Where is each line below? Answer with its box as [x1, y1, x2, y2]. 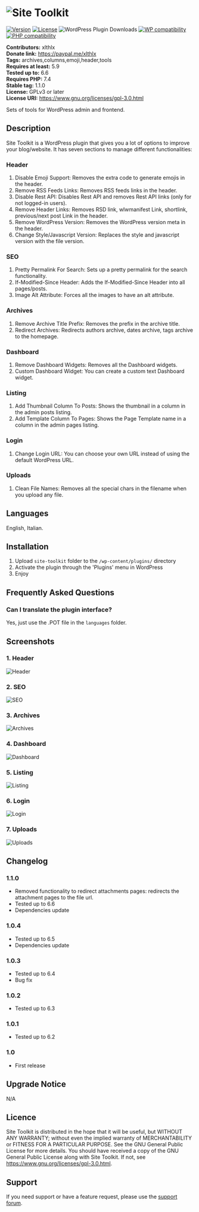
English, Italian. [6, 524, 43, 531]
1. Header [6, 654, 35, 663]
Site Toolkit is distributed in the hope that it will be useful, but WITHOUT [6, 1128, 183, 1136]
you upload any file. [14, 491, 64, 498]
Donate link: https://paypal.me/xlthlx [6, 50, 97, 57]
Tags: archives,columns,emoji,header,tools [6, 56, 112, 63]
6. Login [6, 797, 30, 805]
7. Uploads [6, 825, 38, 834]
